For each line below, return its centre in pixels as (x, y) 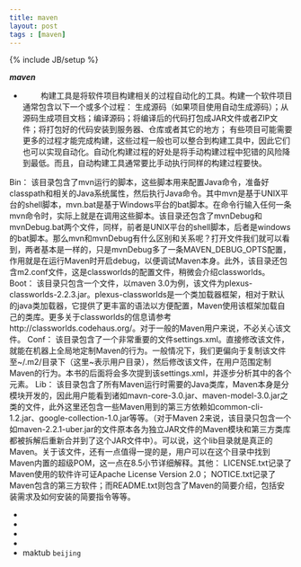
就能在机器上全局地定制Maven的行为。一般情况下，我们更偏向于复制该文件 (148, 350)
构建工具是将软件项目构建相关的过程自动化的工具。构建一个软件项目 (166, 96)
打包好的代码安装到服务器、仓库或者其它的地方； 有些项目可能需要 (169, 129)
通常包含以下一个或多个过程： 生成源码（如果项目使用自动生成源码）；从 (155, 107)
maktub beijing (52, 553)
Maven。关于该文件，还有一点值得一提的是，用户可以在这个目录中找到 (140, 452)
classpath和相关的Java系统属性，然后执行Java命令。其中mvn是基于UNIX (145, 193)
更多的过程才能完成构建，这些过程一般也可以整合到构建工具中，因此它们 (156, 141)
